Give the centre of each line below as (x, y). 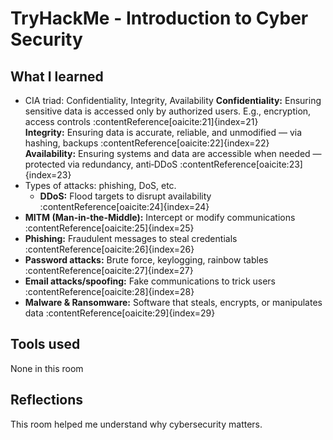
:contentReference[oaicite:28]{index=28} (109, 291)
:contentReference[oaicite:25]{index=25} (109, 228)
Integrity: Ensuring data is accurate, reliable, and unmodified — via (163, 132)
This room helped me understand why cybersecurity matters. (136, 424)
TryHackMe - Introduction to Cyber (159, 18)
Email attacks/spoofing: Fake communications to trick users (150, 281)
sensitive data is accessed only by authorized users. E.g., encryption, (168, 111)
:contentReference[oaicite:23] (241, 164)
